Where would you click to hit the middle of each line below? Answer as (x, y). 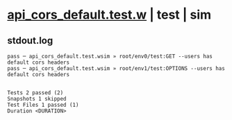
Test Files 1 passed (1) (43, 105)
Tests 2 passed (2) (35, 93)
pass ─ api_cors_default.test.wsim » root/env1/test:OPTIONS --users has (116, 69)
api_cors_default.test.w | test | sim (109, 15)
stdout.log (30, 41)
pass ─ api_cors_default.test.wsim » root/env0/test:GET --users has (110, 56)
